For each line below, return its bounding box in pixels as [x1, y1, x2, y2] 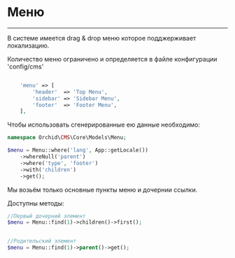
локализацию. [7, 41, 50, 50]
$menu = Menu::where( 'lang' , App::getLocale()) [7, 147, 149, 154]
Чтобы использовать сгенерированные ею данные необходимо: [7, 120, 201, 129]
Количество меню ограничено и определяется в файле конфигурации [7, 55, 218, 63]
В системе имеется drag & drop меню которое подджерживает [7, 34, 197, 42]
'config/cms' [7, 62, 44, 71]
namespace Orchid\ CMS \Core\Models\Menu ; [7, 134, 127, 141]
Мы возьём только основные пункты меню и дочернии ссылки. [7, 185, 198, 194]
